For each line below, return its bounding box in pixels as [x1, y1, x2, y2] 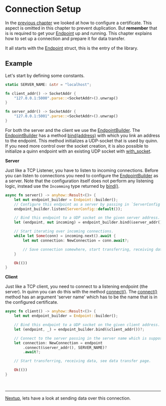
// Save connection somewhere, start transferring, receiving [23, 247, 154, 252]
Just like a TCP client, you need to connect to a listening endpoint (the [5, 284, 148, 289]
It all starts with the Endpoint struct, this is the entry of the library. [5, 45, 138, 51]
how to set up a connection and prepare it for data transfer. [5, 36, 125, 41]
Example [5, 59, 33, 68]
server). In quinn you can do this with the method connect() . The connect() [5, 289, 158, 295]
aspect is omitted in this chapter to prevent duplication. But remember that [5, 25, 157, 31]
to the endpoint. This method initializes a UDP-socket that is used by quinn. [5, 137, 158, 144]
